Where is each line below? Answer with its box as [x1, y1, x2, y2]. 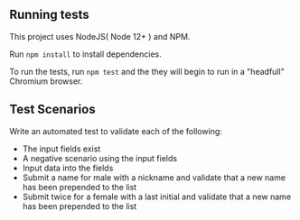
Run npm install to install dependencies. [9, 49, 162, 60]
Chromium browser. [9, 76, 83, 87]
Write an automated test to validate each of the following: [9, 125, 223, 136]
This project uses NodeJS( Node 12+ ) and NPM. [9, 31, 191, 41]
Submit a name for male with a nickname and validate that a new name [22, 171, 286, 183]
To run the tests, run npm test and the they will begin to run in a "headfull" [9, 66, 285, 77]
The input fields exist [22, 143, 101, 154]
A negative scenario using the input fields [22, 152, 178, 163]
